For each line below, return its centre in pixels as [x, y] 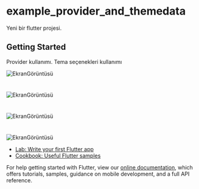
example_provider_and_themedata [96, 11]
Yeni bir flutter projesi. [34, 28]
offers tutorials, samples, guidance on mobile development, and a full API [98, 174]
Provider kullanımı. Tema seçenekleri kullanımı [64, 61]
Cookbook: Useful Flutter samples [58, 156]
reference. [19, 180]
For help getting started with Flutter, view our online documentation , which [100, 168]
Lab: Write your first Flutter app [54, 149]
